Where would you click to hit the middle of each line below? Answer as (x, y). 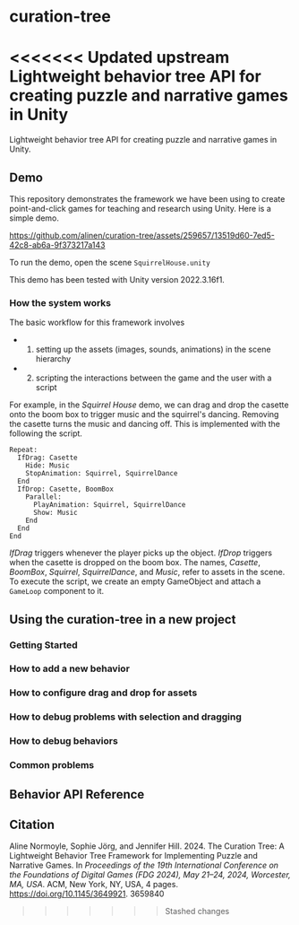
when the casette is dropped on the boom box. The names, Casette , (135, 563)
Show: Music (55, 513)
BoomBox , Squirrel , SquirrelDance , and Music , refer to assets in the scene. (147, 572)
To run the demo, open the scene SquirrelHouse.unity (110, 262)
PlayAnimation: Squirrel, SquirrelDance (109, 505)
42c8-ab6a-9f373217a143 (57, 245)
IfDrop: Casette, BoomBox (66, 489)
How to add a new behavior (69, 668)
